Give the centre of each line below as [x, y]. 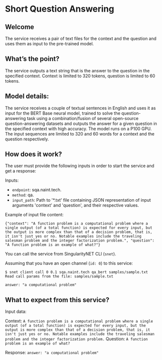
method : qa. [23, 195]
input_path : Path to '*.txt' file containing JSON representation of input [81, 200]
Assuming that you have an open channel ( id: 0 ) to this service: [69, 263]
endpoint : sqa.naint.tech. [37, 190]
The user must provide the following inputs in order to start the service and [80, 166]
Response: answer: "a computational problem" [52, 353]
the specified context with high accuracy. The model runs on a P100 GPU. [78, 129]
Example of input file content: [34, 215]
